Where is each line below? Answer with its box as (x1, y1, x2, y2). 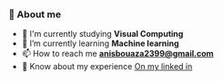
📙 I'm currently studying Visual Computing (21, 29, 184, 40)
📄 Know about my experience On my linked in (21, 61, 193, 72)
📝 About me (8, 8, 61, 21)
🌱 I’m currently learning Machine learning (21, 38, 179, 49)
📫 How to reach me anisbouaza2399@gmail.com (21, 49, 215, 59)
